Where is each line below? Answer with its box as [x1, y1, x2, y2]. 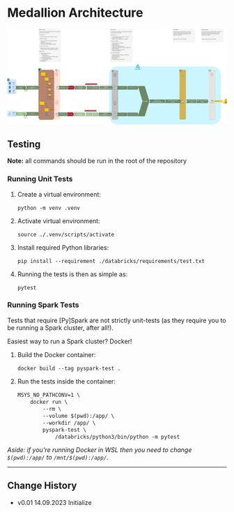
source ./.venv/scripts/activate [17, 231, 115, 238]
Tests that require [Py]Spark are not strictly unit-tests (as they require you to [7, 316, 226, 324]
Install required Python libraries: [17, 243, 109, 252]
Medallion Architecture [7, 5, 144, 21]
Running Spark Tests [7, 300, 79, 310]
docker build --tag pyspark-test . [17, 365, 121, 372]
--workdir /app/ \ [42, 419, 96, 426]
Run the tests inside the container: [17, 377, 116, 385]
